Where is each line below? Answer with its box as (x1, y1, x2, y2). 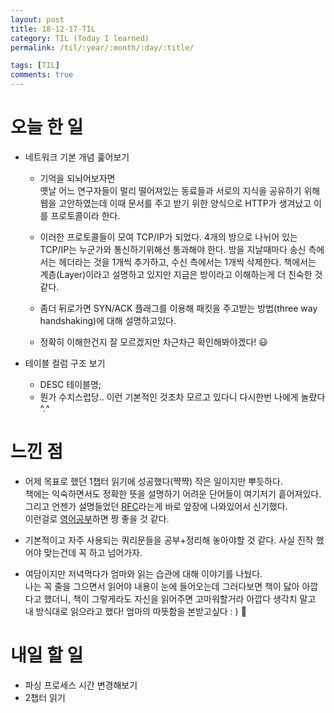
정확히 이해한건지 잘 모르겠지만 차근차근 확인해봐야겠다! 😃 (39, 336, 268, 348)
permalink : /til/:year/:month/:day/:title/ (10, 42, 195, 53)
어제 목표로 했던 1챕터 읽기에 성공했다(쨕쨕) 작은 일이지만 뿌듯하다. (24, 475, 283, 487)
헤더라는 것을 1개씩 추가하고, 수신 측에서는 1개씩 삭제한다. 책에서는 (58, 256, 317, 268)
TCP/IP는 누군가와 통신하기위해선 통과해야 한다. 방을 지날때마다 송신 (39, 243, 307, 255)
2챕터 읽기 (24, 691, 66, 703)
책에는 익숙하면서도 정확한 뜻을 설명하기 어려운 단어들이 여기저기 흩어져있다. (24, 487, 322, 500)
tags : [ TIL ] (10, 61, 60, 71)
